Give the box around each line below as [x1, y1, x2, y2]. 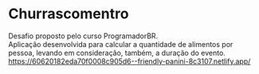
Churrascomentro [8, 5, 129, 23]
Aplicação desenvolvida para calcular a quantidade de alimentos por [8, 39, 233, 49]
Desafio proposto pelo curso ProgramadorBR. [8, 31, 159, 41]
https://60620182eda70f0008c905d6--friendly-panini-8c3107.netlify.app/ [8, 56, 251, 66]
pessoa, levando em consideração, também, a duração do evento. [8, 48, 226, 57]
